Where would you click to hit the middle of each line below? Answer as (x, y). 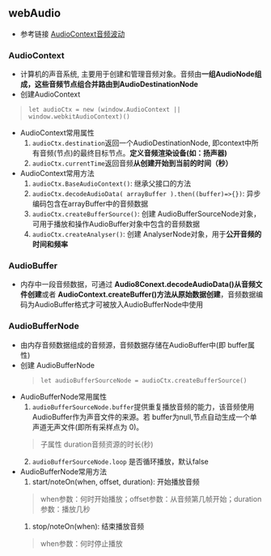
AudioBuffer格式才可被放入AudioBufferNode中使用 (119, 305)
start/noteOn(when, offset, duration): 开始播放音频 (116, 481)
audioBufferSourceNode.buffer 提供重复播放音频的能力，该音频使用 (143, 406)
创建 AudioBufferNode (57, 365)
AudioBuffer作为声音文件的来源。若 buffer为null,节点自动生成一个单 (144, 417)
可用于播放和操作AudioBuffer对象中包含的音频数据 (116, 224)
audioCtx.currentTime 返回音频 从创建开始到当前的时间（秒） (132, 163)
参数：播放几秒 (65, 509)
